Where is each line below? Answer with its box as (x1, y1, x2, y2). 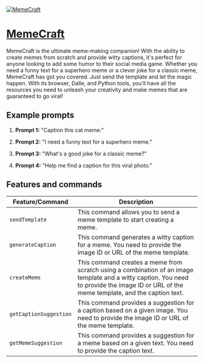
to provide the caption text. (77, 346, 155, 354)
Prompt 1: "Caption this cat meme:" (15, 126, 104, 133)
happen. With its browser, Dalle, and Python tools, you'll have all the (6, 79, 176, 86)
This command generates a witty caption (77, 233, 194, 241)
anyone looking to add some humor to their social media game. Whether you (6, 60, 198, 67)
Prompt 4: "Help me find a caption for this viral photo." (15, 161, 152, 169)
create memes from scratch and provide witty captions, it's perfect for (6, 54, 182, 61)
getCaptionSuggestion (9, 311, 72, 317)
